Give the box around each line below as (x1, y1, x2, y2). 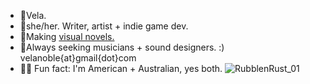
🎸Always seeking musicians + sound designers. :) (19, 41, 225, 53)
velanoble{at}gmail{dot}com (19, 52, 137, 64)
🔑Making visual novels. (19, 31, 115, 42)
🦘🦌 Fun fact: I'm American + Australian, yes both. (19, 63, 223, 74)
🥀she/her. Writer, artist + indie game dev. (19, 20, 189, 32)
